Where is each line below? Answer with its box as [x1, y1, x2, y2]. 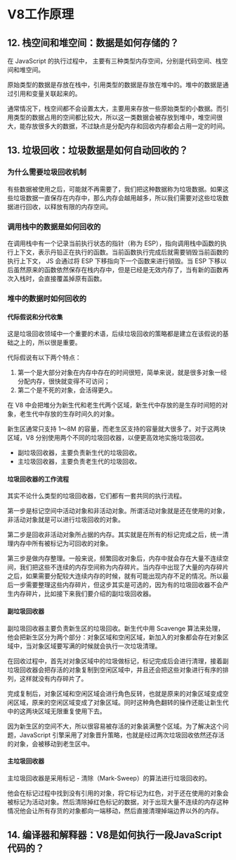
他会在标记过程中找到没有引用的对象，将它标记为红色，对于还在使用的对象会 [7, 789, 229, 797]
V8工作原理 [7, 6, 74, 23]
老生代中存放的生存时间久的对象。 [19, 410, 118, 418]
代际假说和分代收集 [7, 312, 63, 321]
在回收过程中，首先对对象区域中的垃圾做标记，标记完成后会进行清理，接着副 [7, 656, 229, 665]
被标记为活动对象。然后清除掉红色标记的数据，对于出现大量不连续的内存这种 [7, 797, 229, 806]
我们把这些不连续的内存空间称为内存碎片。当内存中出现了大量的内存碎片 [19, 563, 229, 572]
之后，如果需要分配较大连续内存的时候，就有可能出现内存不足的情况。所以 [7, 572, 223, 580]
